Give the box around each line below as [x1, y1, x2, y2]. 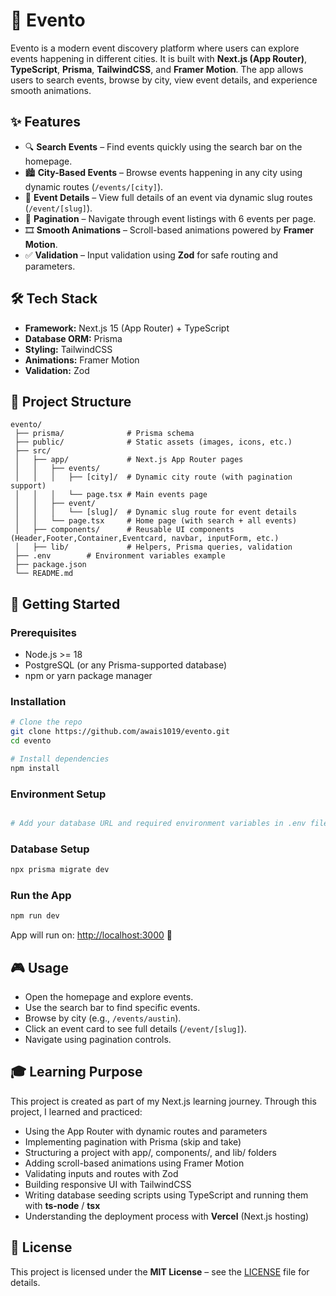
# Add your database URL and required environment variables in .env [10, 819, 307, 829]
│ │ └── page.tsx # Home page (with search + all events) [14, 516, 298, 526]
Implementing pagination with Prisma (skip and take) [24, 1135, 242, 1148]
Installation [10, 694, 67, 708]
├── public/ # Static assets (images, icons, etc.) [14, 437, 293, 448]
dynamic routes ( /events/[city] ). [24, 180, 164, 193]
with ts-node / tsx [24, 1199, 101, 1211]
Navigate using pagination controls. [24, 1034, 172, 1046]
